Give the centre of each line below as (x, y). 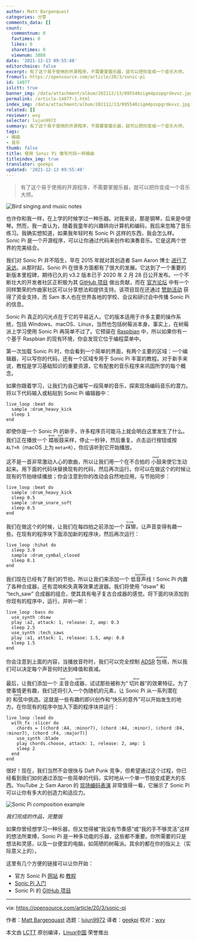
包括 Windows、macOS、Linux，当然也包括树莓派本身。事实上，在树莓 (103, 324)
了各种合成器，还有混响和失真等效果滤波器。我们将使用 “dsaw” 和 (86, 586)
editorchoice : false (31, 66)
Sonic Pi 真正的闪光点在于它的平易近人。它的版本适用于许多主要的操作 (91, 317)
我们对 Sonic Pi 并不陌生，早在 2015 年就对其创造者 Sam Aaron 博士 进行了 (96, 260)
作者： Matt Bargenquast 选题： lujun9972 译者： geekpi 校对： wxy (86, 920)
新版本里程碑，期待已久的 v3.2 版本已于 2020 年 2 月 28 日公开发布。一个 (95, 275)
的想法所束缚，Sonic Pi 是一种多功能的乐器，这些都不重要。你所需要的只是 (96, 836)
